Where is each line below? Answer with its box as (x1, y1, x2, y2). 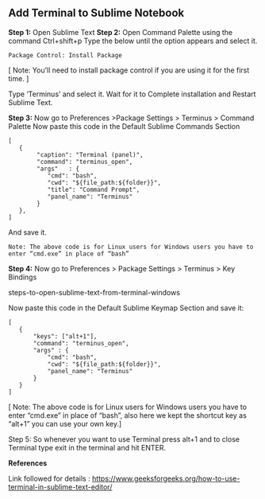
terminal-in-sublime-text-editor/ (8, 481, 113, 492)
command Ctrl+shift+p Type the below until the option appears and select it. (8, 36, 258, 45)
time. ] (8, 73, 29, 83)
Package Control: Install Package (8, 51, 123, 59)
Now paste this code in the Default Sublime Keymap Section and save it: (8, 302, 244, 313)
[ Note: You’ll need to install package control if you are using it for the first (8, 65, 250, 75)
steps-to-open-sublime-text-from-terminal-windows (8, 287, 181, 297)
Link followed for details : (8, 474, 90, 483)
